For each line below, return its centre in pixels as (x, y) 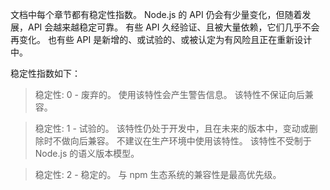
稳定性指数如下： (45, 73)
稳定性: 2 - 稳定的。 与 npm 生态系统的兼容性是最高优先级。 (158, 174)
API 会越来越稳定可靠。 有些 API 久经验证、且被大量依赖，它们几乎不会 (173, 27)
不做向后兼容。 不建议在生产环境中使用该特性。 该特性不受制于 (182, 141)
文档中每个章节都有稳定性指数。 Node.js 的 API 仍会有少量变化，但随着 (156, 14)
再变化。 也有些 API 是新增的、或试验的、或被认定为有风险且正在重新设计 (161, 39)
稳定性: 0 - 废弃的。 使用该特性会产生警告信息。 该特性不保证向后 (169, 94)
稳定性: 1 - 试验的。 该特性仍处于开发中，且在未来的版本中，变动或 (172, 128)
